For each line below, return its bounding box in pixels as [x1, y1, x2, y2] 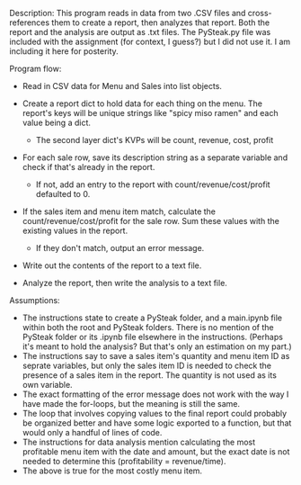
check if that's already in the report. [22, 162, 155, 172]
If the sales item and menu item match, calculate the [22, 206, 217, 217]
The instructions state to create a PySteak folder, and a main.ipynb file [22, 312, 283, 323]
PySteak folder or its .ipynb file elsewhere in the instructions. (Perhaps [22, 332, 283, 342]
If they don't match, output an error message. [35, 243, 205, 253]
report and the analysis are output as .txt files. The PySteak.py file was [9, 27, 271, 37]
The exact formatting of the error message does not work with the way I [22, 389, 289, 400]
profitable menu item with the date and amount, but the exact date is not [22, 446, 290, 457]
